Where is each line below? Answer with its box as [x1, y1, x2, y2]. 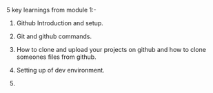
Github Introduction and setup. [16, 19, 104, 27]
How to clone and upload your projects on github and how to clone [16, 46, 206, 53]
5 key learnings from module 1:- [6, 6, 97, 14]
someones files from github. [16, 53, 97, 61]
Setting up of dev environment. [16, 66, 105, 74]
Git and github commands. [16, 32, 92, 40]
